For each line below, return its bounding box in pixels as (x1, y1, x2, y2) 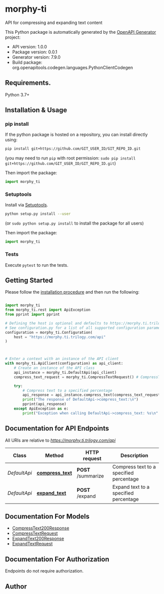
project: (5, 34, 21, 40)
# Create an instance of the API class (14, 366, 95, 370)
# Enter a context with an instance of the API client (5, 356, 119, 362)
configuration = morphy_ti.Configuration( (5, 330, 93, 335)
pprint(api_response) (22, 402, 67, 407)
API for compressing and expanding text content (5, 20, 102, 25)
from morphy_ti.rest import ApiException (5, 307, 91, 313)
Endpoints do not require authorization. (5, 568, 84, 574)
